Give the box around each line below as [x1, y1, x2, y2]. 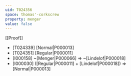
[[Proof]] [5, 35, 23, 41]
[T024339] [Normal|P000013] [12, 44, 74, 50]
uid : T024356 [5, 7, 32, 12]
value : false [5, 21, 32, 26]
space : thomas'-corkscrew [5, 12, 59, 17]
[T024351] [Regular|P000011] [12, 50, 73, 56]
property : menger [5, 16, 41, 21]
